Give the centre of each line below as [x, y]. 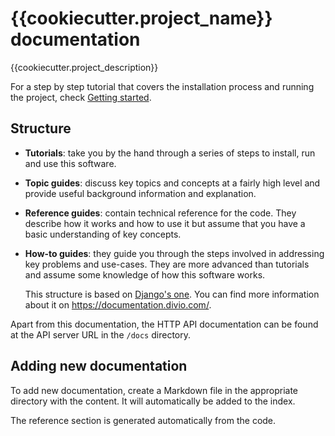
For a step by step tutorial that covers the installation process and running [162, 86]
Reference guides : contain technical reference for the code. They [160, 213]
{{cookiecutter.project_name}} [141, 18]
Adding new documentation [99, 366]
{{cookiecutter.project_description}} [84, 67]
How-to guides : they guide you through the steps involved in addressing [174, 253]
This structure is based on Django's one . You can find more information [172, 294]
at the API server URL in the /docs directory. [100, 334]
